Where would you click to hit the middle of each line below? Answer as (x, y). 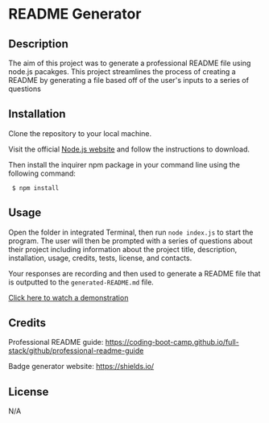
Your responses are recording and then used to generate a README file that (134, 273)
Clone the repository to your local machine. (80, 133)
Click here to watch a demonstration (68, 297)
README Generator (75, 14)
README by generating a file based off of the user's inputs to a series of (129, 80)
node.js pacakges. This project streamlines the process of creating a (122, 72)
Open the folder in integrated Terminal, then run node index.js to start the (131, 232)
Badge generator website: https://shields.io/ (81, 367)
